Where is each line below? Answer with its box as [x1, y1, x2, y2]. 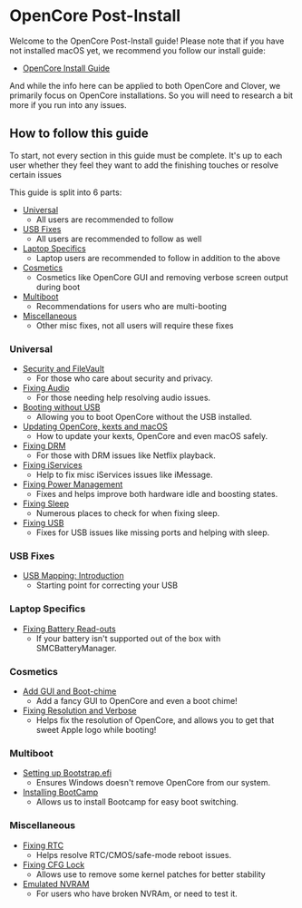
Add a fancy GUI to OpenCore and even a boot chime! [35, 695, 238, 706]
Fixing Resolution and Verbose [22, 705, 138, 716]
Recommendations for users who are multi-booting [35, 300, 227, 311]
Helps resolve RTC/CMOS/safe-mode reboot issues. [35, 849, 232, 860]
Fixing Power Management [22, 479, 123, 490]
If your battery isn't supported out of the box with [35, 632, 221, 644]
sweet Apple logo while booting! [35, 724, 157, 735]
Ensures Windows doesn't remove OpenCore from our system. [35, 777, 270, 788]
